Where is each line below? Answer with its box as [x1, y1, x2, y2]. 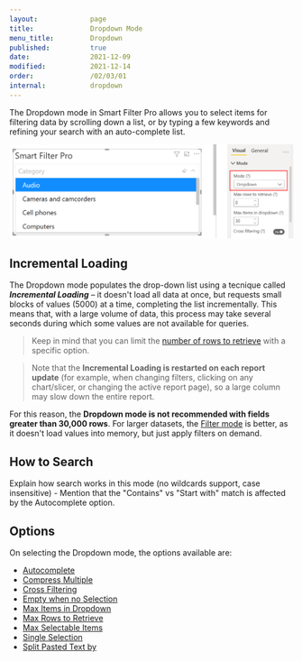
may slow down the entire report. [31, 391, 155, 402]
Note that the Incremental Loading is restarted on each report [31, 363, 266, 373]
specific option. [31, 345, 90, 356]
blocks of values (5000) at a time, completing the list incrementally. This [9, 298, 278, 310]
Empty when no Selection [22, 593, 118, 604]
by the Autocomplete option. [9, 497, 115, 509]
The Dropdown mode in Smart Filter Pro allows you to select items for [9, 106, 268, 117]
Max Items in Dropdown [22, 603, 112, 614]
